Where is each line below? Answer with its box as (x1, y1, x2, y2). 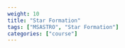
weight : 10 (7, 10, 40, 18)
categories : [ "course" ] (7, 30, 78, 37)
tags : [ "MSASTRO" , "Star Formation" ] (7, 23, 119, 30)
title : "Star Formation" (7, 17, 81, 24)
